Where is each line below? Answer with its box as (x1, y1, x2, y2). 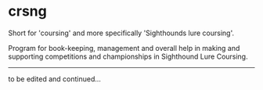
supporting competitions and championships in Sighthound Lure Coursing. (8, 52, 248, 61)
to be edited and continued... (8, 74, 102, 84)
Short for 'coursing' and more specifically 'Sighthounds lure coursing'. (8, 28, 235, 38)
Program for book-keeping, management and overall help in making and (8, 43, 240, 52)
